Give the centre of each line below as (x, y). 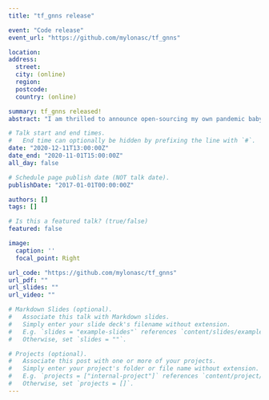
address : (23, 60)
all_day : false (34, 163)
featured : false (35, 229)
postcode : (32, 89)
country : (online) (46, 97)
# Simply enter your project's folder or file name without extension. (134, 369)
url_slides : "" (34, 288)
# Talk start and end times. (57, 133)
